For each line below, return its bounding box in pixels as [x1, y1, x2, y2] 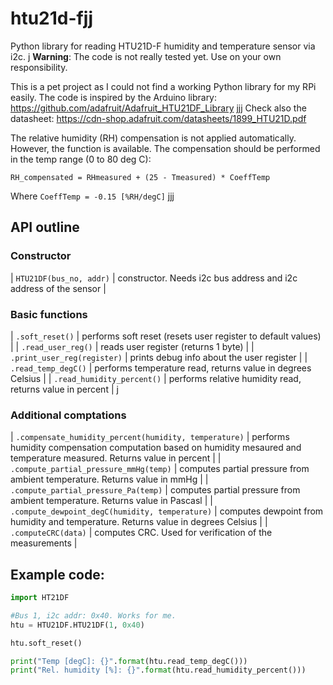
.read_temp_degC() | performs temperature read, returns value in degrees [10, 362, 312, 374]
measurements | [10, 537, 78, 549]
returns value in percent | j [10, 383, 119, 395]
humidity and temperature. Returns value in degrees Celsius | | [10, 516, 268, 528]
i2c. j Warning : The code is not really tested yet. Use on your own [10, 50, 282, 62]
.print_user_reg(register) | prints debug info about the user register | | [10, 351, 308, 363]
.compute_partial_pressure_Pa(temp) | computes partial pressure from [10, 484, 301, 496]
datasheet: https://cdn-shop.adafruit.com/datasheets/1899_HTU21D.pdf [10, 112, 307, 124]
